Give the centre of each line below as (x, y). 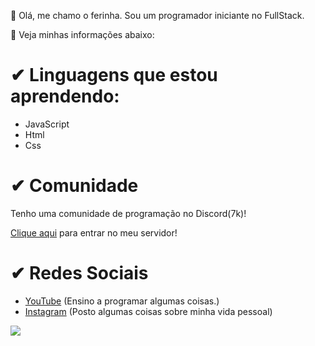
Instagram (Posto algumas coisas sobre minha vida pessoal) (148, 311)
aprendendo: (65, 96)
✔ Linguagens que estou (114, 75)
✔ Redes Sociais (79, 273)
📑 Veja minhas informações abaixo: (82, 34)
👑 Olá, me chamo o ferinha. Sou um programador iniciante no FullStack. (157, 15)
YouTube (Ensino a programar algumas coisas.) (122, 301)
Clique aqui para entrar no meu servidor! (94, 232)
